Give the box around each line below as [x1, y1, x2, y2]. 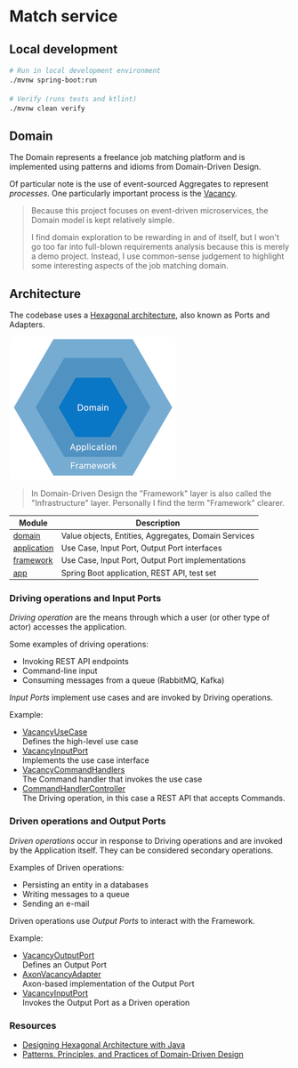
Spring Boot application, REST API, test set [60, 567, 217, 578]
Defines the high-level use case [21, 736, 140, 747]
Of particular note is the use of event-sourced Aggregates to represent [9, 179, 269, 189]
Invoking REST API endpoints [21, 656, 129, 667]
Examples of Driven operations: [9, 862, 125, 872]
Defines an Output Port [21, 959, 107, 970]
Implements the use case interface [21, 755, 149, 766]
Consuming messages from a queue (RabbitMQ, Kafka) [21, 675, 225, 686]
